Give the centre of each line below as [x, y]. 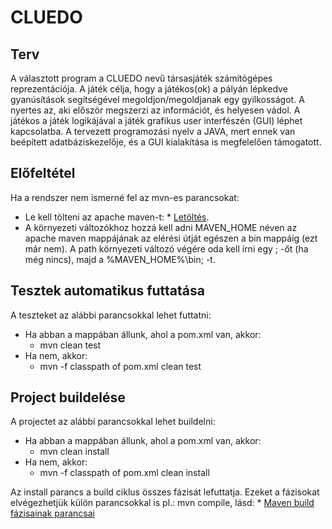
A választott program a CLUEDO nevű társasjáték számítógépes [141, 78]
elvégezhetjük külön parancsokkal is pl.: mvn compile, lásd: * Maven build [162, 503]
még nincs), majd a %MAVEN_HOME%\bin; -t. [120, 259]
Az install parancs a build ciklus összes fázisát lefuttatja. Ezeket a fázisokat [165, 492]
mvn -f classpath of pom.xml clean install [124, 473]
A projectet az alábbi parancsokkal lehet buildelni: [113, 422]
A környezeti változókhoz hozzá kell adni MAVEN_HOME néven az [161, 227]
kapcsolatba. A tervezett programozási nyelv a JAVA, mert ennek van [153, 131]
